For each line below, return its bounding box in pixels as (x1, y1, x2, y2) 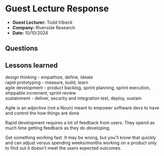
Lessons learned (5, 61, 58, 69)
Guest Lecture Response (5, 3, 109, 14)
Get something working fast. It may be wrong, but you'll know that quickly (5, 135, 157, 141)
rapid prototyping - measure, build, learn (5, 80, 88, 86)
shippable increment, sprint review (5, 90, 76, 96)
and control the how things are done (5, 110, 80, 116)
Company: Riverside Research (12, 24, 76, 30)
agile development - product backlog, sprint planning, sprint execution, (5, 85, 151, 91)
